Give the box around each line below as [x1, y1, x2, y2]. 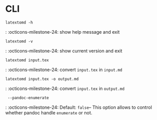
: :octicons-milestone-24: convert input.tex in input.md [5, 66, 123, 73]
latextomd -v [5, 39, 33, 44]
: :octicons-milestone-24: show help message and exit [5, 29, 120, 35]
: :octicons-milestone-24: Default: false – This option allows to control [5, 104, 152, 110]
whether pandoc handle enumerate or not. [5, 109, 93, 115]
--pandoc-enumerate [7, 95, 50, 100]
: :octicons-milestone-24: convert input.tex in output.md [5, 85, 125, 91]
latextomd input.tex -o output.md [5, 76, 79, 82]
